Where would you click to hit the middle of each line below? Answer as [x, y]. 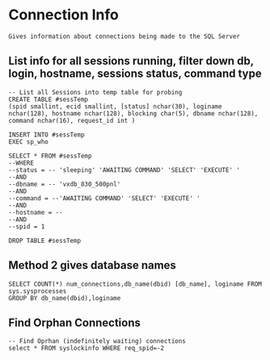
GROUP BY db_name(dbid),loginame [65, 298]
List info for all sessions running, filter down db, [131, 61]
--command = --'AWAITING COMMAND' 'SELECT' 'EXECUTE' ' [104, 198]
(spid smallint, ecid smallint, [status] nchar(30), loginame [115, 107]
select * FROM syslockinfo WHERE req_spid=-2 [86, 349]
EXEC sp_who [28, 142]
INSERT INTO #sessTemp [46, 135]
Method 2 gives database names [92, 265]
